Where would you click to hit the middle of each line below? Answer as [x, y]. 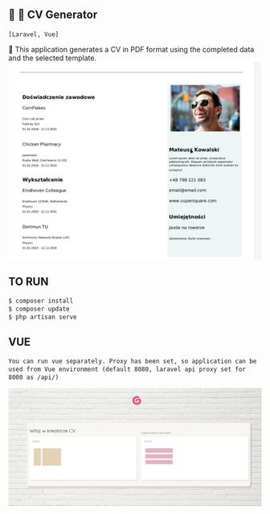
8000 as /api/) [34, 378]
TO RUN [29, 281]
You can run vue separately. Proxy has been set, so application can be [133, 362]
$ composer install [41, 301]
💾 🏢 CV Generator [53, 15]
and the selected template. [53, 58]
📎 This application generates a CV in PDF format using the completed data [131, 49]
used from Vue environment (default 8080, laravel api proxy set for [127, 370]
